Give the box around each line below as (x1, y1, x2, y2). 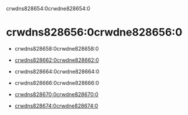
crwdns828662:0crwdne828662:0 (14, 56, 99, 64)
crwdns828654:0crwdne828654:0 (6, 5, 90, 12)
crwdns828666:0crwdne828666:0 (14, 79, 99, 86)
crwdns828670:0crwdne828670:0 (14, 91, 99, 98)
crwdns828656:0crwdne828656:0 (6, 26, 183, 39)
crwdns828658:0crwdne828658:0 (14, 45, 99, 52)
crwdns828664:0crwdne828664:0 (14, 68, 100, 75)
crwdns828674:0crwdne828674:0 (14, 102, 98, 109)
